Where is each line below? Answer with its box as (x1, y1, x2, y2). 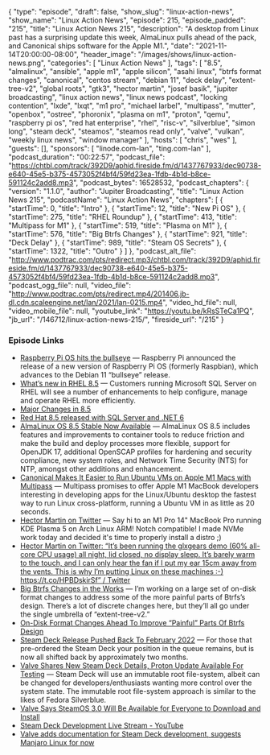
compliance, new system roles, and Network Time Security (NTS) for (19, 456, 249, 465)
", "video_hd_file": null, (162, 298, 237, 307)
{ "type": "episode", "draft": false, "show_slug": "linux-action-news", (8, 7, 235, 16)
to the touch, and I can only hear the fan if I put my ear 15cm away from (19, 559, 257, 568)
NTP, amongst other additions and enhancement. (19, 464, 183, 474)
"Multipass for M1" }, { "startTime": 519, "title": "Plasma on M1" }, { (8, 221, 227, 230)
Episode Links (8, 334, 64, 345)
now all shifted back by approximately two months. (19, 652, 189, 662)
